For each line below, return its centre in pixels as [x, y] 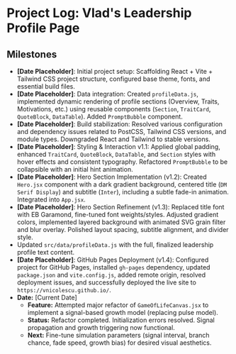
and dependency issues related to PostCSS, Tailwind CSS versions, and [122, 132]
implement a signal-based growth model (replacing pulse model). [123, 312]
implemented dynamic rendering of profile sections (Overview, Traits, [118, 101]
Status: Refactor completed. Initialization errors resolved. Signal [121, 320]
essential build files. [46, 86]
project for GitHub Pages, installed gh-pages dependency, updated [113, 267]
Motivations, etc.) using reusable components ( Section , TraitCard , [114, 109]
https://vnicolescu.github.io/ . [64, 290]
